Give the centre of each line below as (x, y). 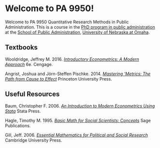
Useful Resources (32, 94)
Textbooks (21, 47)
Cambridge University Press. (34, 140)
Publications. (18, 125)
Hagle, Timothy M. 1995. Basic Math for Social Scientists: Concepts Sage (78, 120)
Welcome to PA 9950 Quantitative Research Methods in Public (67, 22)
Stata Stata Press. (23, 111)
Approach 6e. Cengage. (29, 64)
